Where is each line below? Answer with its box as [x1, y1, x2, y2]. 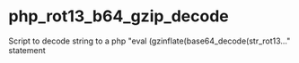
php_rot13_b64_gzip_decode [8, 6, 230, 27]
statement [8, 44, 46, 55]
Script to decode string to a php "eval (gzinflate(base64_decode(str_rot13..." [8, 35, 291, 46]
